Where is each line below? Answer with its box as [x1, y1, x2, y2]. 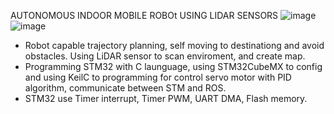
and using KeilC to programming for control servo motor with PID [24, 71, 292, 83]
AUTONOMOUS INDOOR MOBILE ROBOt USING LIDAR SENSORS [10, 10, 279, 21]
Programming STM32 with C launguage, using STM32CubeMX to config [24, 61, 323, 72]
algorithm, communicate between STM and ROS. [24, 82, 227, 94]
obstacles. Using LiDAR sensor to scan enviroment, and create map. [24, 50, 306, 62]
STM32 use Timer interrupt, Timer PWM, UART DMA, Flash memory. [24, 93, 308, 104]
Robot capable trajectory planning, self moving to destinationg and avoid [24, 40, 325, 51]
